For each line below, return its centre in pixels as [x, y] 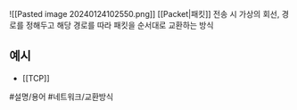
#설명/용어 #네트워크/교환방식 [62, 97]
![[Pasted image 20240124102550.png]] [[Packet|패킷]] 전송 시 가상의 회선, [144, 14]
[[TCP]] [36, 78]
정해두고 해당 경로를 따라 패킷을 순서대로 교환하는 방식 [120, 25]
